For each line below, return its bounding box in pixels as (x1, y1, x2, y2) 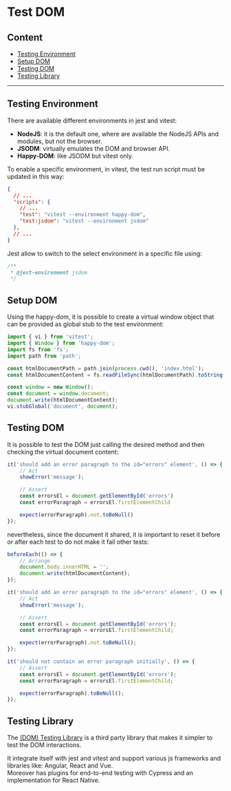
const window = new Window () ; (7, 383, 94, 391)
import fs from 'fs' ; (7, 346, 69, 353)
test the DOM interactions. (7, 741, 82, 749)
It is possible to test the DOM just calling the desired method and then (7, 440, 205, 448)
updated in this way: (7, 172, 65, 180)
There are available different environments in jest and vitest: (7, 116, 177, 125)
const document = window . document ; (7, 390, 109, 397)
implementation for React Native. (7, 776, 100, 785)
